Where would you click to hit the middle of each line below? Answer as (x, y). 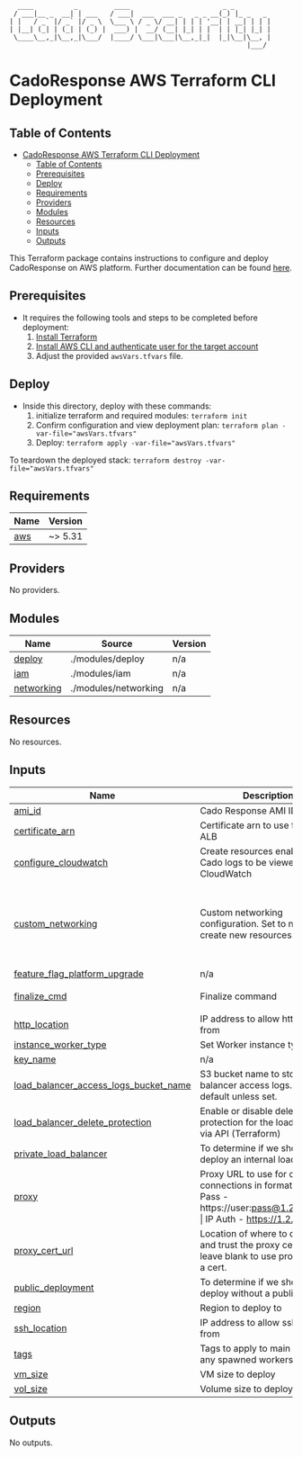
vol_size (31, 1389)
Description (268, 796)
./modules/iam (101, 674)
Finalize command (238, 996)
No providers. (35, 590)
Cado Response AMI (243, 810)
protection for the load (247, 1122)
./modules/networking (117, 688)
